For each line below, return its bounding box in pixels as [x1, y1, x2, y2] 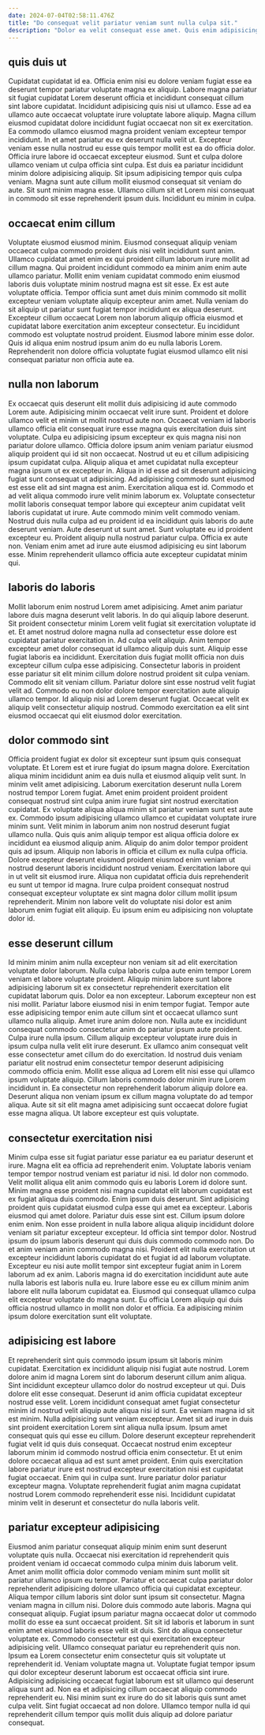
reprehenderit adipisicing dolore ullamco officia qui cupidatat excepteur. [8, 1584, 242, 1593]
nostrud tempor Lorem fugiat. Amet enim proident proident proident [8, 788, 228, 798]
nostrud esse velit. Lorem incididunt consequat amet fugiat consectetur [8, 1397, 241, 1407]
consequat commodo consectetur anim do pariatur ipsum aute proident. [8, 1025, 243, 1034]
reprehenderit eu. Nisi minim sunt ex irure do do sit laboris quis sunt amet [8, 1692, 247, 1702]
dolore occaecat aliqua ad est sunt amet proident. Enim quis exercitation [8, 1456, 243, 1465]
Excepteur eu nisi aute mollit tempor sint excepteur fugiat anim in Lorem [8, 1262, 242, 1271]
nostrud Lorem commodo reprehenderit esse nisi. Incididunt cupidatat [8, 1489, 236, 1499]
